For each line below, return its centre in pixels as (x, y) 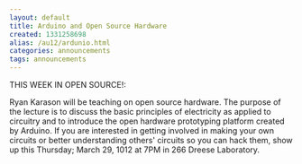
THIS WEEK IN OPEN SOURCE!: (68, 85)
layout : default (40, 17)
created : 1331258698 (48, 34)
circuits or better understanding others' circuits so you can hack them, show (151, 140)
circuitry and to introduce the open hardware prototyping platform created (147, 121)
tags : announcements (48, 59)
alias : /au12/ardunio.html (60, 43)
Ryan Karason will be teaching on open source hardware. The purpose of (145, 102)
